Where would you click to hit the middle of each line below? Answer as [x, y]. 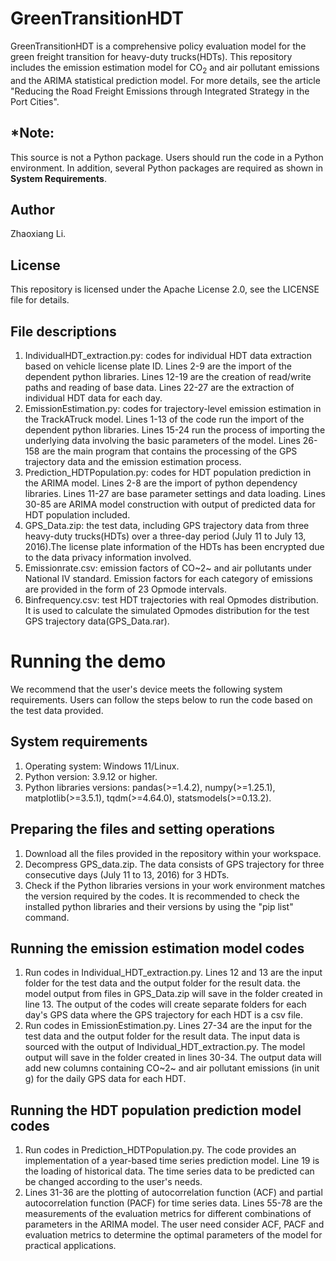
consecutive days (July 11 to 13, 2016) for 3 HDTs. [127, 874]
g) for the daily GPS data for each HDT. [105, 1079]
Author [32, 209]
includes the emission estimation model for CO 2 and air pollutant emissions [165, 68]
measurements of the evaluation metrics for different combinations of [168, 1214]
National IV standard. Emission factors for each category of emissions [168, 578]
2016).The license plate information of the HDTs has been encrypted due [174, 546]
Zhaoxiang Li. [38, 234]
